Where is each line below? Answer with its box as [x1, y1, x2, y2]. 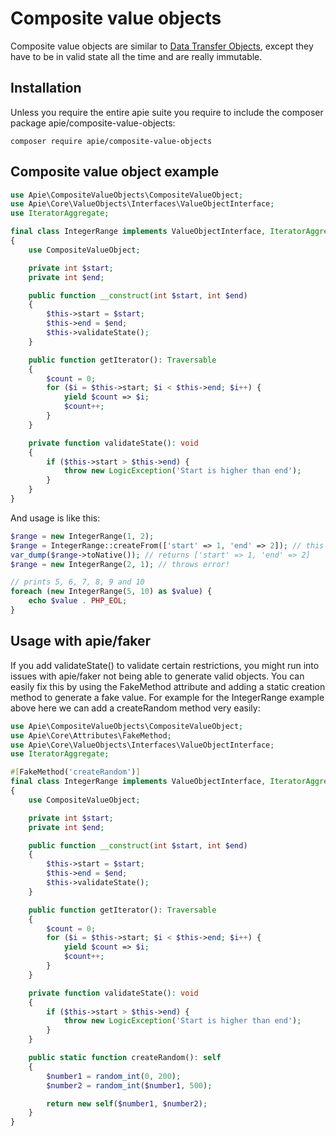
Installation [10, 80, 82, 97]
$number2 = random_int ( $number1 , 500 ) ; [46, 1080, 213, 1091]
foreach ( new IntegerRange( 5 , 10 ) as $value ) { [10, 587, 213, 597]
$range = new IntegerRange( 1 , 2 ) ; [10, 531, 155, 541]
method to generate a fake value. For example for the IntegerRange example [10, 691, 325, 703]
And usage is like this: [10, 512, 101, 524]
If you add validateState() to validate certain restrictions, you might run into [10, 659, 320, 671]
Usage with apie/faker [10, 633, 152, 650]
